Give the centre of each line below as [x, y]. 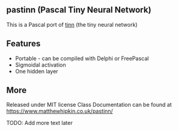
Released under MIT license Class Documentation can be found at [89, 105]
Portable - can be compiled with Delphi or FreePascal [82, 58]
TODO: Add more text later [39, 123]
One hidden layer [37, 71]
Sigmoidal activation [40, 65]
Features [23, 44]
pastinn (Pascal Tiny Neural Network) [79, 10]
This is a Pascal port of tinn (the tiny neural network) [72, 24]
